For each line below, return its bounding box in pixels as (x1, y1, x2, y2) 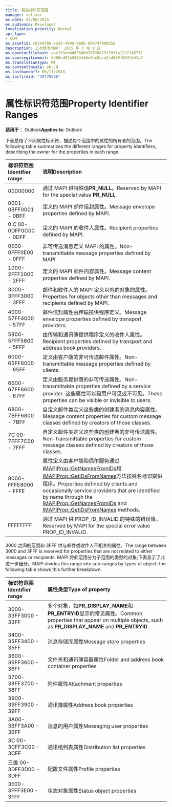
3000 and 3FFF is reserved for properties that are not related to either (5, 548, 153, 554)
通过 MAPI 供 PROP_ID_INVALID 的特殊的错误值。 (42, 515, 161, 522)
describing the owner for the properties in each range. (5, 148, 120, 155)
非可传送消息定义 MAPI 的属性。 (42, 243, 120, 250)
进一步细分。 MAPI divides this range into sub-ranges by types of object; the (5, 560, 166, 566)
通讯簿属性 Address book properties (48, 701, 133, 708)
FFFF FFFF (8, 521, 32, 528)
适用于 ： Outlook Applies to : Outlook (5, 126, 82, 133)
